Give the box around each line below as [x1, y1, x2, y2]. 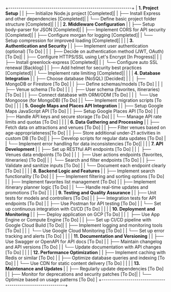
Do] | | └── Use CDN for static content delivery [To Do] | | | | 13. [5, 260, 140, 266]
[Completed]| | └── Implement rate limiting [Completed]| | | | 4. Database [5, 70, 161, 76]
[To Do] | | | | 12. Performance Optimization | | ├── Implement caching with [5, 250, 166, 255]
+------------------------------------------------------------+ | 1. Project [5, 5, 159, 11]
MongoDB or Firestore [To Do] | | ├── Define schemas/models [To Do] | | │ [5, 81, 164, 87]
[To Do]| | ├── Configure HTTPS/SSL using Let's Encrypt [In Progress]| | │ [5, 54, 163, 60]
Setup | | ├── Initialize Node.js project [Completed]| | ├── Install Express [5, 10, 161, 16]
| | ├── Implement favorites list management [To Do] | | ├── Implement [5, 179, 156, 185]
